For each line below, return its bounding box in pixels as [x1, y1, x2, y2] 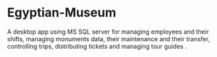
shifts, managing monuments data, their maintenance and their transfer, [7, 34, 210, 43]
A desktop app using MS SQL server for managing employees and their [7, 27, 209, 36]
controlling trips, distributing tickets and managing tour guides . [7, 42, 187, 50]
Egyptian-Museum [7, 5, 116, 21]
